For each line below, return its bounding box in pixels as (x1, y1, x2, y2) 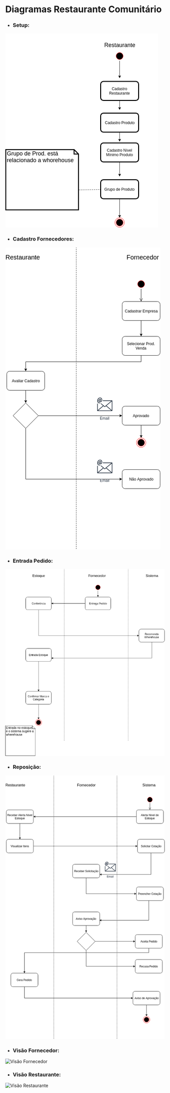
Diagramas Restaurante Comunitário (5, 4, 162, 15)
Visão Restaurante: (12, 1071, 61, 1078)
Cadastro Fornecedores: (12, 235, 74, 243)
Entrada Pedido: (12, 557, 53, 564)
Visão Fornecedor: (12, 1047, 60, 1054)
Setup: (12, 22, 30, 29)
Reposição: (12, 764, 41, 771)
